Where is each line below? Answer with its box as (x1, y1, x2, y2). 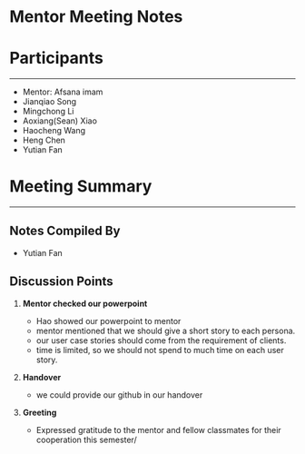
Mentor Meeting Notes (9, 6, 183, 27)
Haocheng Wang (22, 125, 86, 136)
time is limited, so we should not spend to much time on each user (35, 344, 284, 355)
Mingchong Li (22, 106, 74, 117)
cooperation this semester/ (35, 434, 138, 445)
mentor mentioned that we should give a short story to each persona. (35, 325, 296, 336)
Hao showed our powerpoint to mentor (35, 315, 182, 326)
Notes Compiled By (9, 223, 121, 239)
